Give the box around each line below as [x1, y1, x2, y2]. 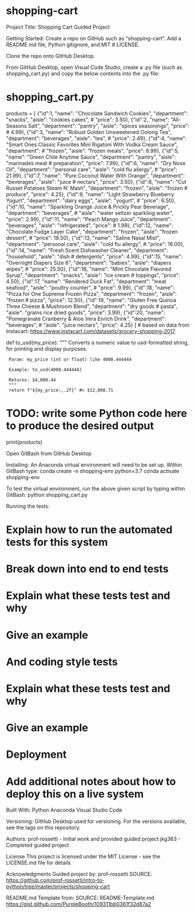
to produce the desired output [6, 419, 154, 433]
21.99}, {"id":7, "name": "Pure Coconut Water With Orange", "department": [6, 172, 185, 179]
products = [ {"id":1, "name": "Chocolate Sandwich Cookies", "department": [6, 110, 188, 117]
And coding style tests [6, 655, 118, 668]
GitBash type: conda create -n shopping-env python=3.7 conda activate [6, 467, 180, 474]
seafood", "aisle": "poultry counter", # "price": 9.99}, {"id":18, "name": [6, 284, 175, 291]
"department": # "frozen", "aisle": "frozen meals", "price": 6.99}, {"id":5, [6, 147, 179, 154]
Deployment [6, 748, 67, 761]
